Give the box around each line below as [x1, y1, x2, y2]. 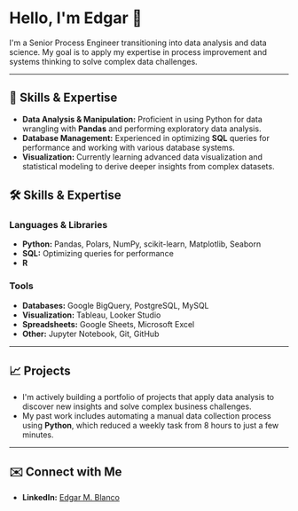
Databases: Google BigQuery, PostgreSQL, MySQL [21, 300, 210, 311]
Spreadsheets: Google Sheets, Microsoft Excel [21, 318, 195, 329]
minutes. [21, 429, 55, 440]
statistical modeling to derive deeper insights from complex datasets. [21, 161, 275, 171]
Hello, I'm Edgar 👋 [9, 8, 143, 28]
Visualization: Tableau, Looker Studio [21, 310, 161, 320]
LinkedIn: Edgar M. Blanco [21, 492, 120, 503]
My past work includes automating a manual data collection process [21, 410, 272, 421]
